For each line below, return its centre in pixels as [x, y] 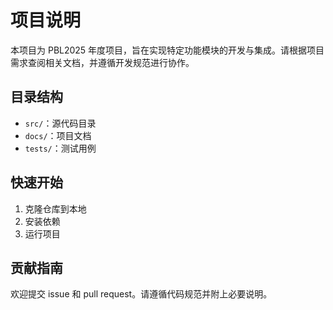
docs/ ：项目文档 [58, 135]
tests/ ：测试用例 [60, 148]
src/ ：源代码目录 [60, 123]
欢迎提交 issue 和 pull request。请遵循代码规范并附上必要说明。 [141, 294]
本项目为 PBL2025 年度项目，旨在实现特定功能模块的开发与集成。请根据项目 [167, 50]
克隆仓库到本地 [55, 208]
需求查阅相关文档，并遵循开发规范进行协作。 [102, 62]
